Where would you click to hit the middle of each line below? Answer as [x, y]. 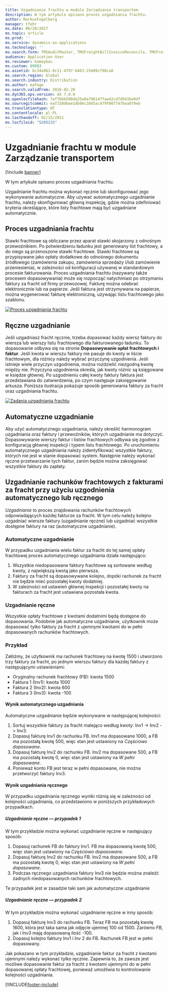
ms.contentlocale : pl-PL [31, 113]
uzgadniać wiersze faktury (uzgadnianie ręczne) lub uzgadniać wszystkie [81, 521]
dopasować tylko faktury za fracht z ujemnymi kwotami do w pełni [74, 627]
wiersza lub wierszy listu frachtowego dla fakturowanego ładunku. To [77, 343]
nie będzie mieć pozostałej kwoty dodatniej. [58, 581]
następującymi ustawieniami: [35, 667]
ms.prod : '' [18, 38]
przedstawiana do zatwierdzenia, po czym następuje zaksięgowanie [76, 381]
